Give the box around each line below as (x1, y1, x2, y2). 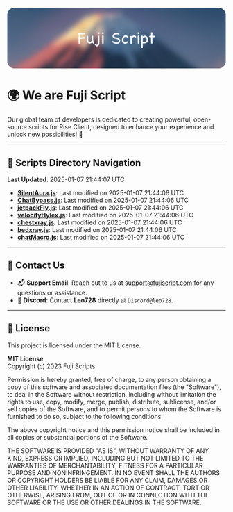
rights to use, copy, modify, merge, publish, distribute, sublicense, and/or (7, 397, 216, 406)
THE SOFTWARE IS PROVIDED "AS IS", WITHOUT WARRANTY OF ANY (7, 446, 209, 455)
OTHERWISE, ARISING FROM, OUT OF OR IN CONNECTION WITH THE (7, 490, 209, 499)
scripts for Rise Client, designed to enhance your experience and (28, 123, 214, 131)
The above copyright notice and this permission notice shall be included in (7, 425, 220, 434)
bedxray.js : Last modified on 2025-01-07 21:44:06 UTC (17, 226, 177, 234)
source (7, 123, 28, 131)
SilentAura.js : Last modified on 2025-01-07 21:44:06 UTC (17, 189, 184, 197)
